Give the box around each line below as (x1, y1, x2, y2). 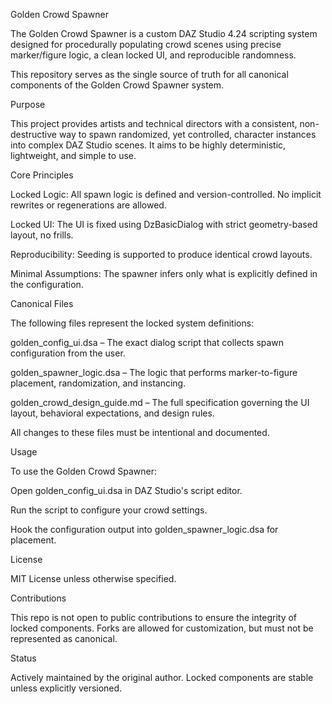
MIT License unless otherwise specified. (10, 573, 177, 584)
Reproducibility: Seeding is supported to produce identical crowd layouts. (10, 249, 313, 260)
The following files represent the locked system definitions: (10, 317, 255, 329)
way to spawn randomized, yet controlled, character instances (58, 129, 317, 140)
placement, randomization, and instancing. (10, 377, 187, 389)
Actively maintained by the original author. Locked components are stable (10, 672, 314, 683)
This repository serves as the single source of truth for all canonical (10, 69, 289, 80)
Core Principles (10, 169, 74, 181)
